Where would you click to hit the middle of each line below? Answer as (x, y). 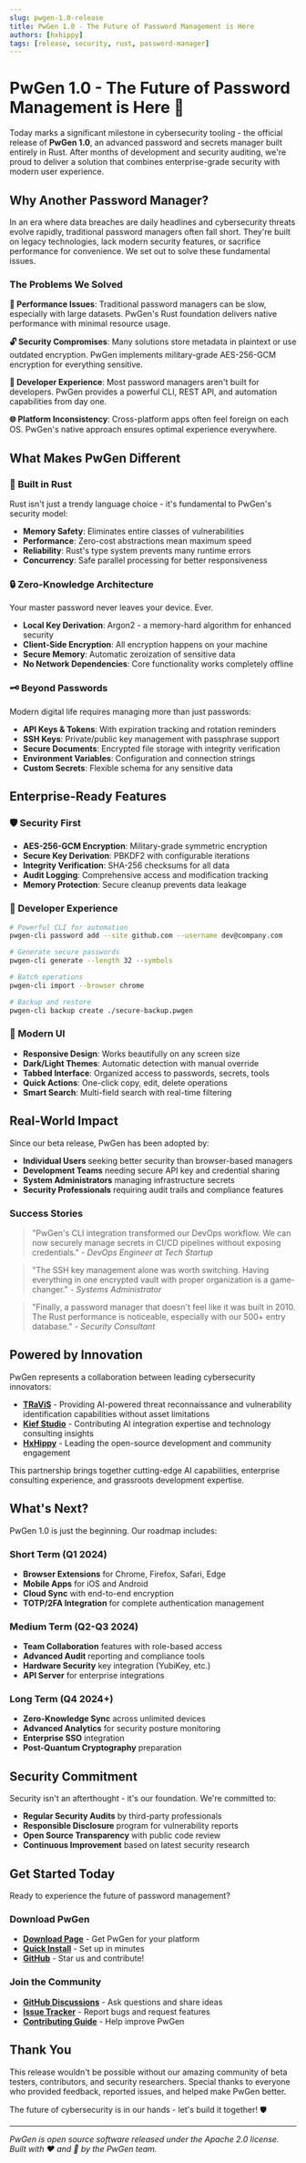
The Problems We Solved (66, 284)
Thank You (41, 2050)
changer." (50, 1289)
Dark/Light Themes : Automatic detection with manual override (141, 1063)
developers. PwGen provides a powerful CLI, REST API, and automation (143, 392)
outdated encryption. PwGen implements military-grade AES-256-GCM (143, 355)
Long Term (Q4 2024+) (61, 1699)
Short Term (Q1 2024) (58, 1554)
